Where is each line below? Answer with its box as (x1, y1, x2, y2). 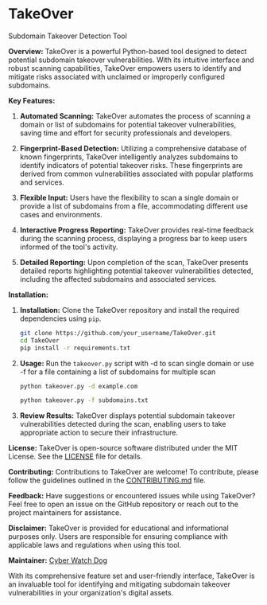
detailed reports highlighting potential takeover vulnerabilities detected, (19, 266, 253, 275)
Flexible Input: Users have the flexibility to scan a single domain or (19, 193, 239, 202)
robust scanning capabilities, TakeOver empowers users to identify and (8, 63, 242, 72)
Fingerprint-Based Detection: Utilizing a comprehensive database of (19, 143, 247, 153)
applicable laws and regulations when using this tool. (8, 541, 181, 550)
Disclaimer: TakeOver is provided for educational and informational (8, 523, 229, 533)
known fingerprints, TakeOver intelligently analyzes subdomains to (19, 152, 238, 162)
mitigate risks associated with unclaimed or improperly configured (8, 72, 225, 81)
